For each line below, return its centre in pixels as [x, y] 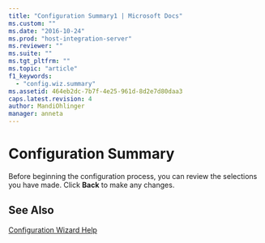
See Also [31, 210]
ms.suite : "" [30, 53]
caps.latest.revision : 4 [50, 99]
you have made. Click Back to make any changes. [92, 185]
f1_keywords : [30, 76]
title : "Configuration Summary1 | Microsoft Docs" [96, 16]
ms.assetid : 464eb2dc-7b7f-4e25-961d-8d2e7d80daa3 [96, 91]
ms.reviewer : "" [36, 46]
